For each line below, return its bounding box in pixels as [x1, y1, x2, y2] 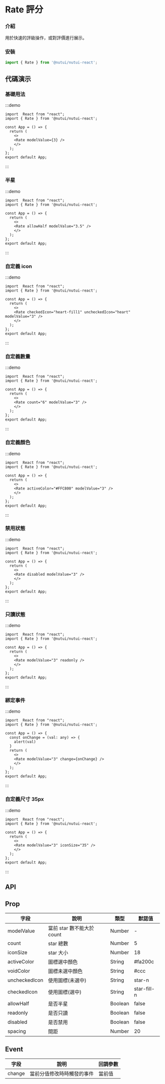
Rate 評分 [5, 4, 43, 15]
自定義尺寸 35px [5, 796, 44, 803]
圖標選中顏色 [48, 958, 78, 965]
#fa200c [134, 958, 154, 965]
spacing [7, 1027, 26, 1034]
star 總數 [48, 940, 69, 947]
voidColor [7, 967, 30, 974]
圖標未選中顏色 [48, 968, 83, 975]
